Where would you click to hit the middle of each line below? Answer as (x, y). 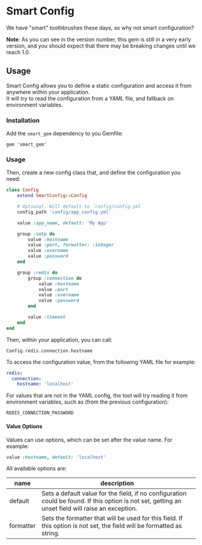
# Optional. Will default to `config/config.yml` (81, 207)
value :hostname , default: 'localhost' (56, 457)
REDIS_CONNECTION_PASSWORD (40, 413)
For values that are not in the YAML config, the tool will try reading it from (97, 396)
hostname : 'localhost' (45, 384)
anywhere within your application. (48, 92)
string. (50, 534)
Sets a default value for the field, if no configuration (114, 493)
